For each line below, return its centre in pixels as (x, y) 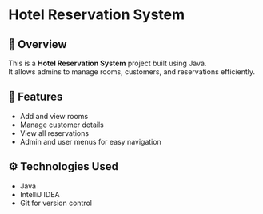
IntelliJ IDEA (40, 194)
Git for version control (56, 203)
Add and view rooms (54, 116)
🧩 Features (36, 97)
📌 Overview (38, 44)
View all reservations (54, 133)
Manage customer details (62, 125)
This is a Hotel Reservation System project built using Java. (108, 63)
